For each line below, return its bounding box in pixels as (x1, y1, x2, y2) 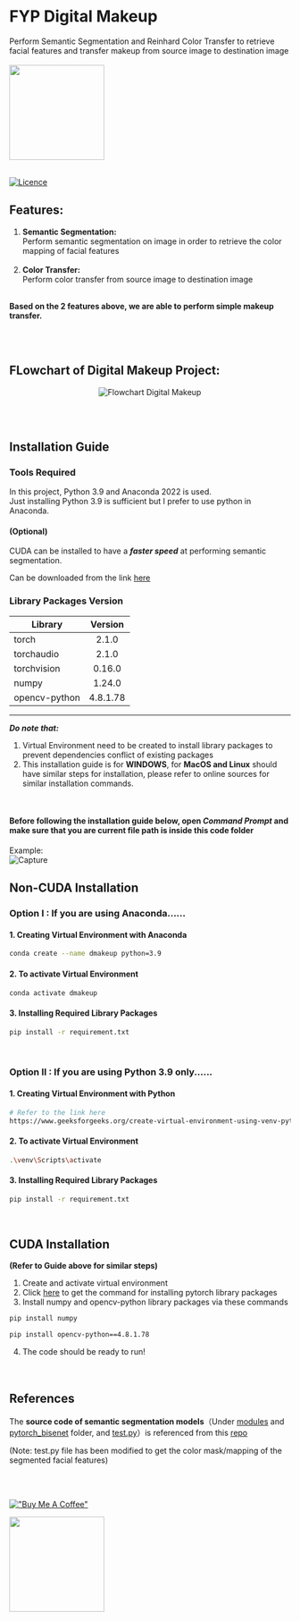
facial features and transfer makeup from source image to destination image (9, 45, 289, 55)
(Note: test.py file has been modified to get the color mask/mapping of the (9, 1445, 283, 1456)
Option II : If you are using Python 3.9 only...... (9, 1066, 212, 1078)
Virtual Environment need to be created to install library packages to (21, 739, 273, 750)
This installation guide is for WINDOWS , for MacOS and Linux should (21, 758, 278, 770)
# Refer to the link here (9, 1108, 105, 1117)
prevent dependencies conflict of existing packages (21, 749, 214, 760)
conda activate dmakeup (9, 988, 98, 998)
